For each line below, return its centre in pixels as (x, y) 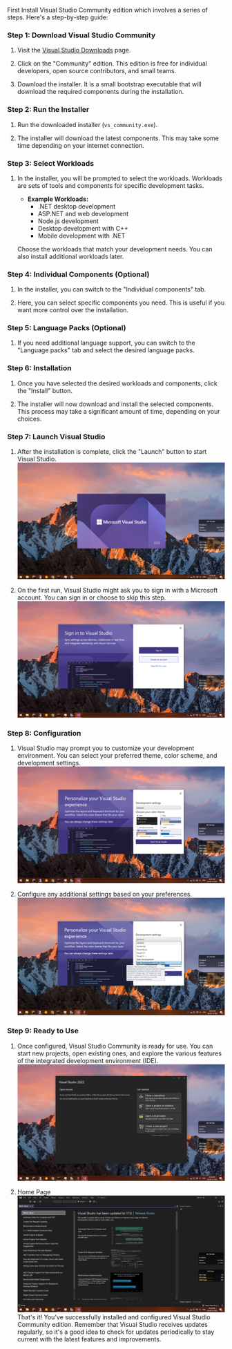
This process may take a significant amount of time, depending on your (118, 411)
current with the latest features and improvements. (89, 1339)
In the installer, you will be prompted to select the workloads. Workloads (120, 178)
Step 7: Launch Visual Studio (56, 437)
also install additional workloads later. (70, 256)
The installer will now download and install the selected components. (115, 404)
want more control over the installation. (73, 310)
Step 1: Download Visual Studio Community (81, 35)
